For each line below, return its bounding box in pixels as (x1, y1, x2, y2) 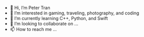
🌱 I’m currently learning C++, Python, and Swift (10, 15, 108, 21)
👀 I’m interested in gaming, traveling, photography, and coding (10, 10, 139, 16)
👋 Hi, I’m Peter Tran (10, 5, 50, 10)
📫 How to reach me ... (10, 26, 57, 32)
